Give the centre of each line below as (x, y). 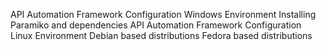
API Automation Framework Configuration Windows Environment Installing (163, 14)
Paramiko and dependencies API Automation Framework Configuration (156, 25)
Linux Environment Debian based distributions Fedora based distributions (161, 35)
